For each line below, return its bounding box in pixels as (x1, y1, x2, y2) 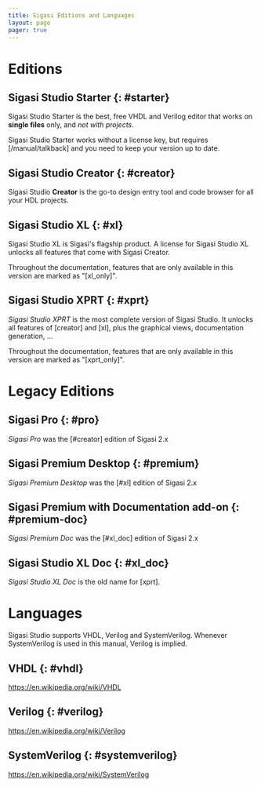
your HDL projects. (8, 195, 69, 205)
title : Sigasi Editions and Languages (8, 11, 135, 20)
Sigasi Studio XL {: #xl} (8, 218, 124, 231)
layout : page (8, 19, 51, 27)
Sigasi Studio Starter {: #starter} (8, 91, 170, 104)
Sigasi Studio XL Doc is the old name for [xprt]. (8, 577, 161, 587)
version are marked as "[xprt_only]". (8, 355, 125, 364)
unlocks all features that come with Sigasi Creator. (8, 248, 171, 257)
